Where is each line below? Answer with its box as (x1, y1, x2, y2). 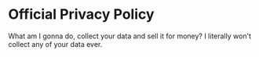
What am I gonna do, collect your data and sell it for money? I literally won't (8, 31, 252, 41)
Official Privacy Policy (8, 5, 155, 23)
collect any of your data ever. (8, 39, 103, 48)
